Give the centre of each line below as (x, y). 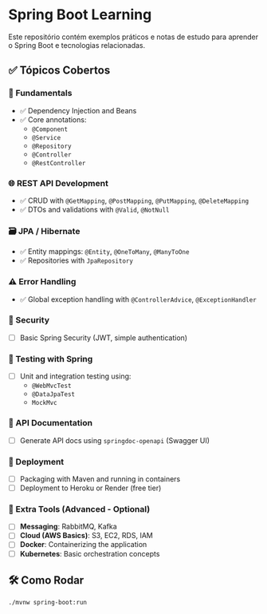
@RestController (59, 163)
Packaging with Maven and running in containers (100, 479)
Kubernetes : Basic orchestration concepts (90, 553)
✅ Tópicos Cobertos (59, 71)
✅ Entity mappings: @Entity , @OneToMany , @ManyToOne (104, 252)
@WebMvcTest (51, 386)
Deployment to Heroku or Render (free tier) (90, 488)
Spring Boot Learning (80, 15)
